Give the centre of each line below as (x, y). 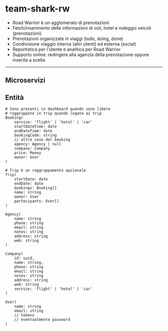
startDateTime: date (35, 127)
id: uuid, (24, 258)
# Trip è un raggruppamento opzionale (45, 171)
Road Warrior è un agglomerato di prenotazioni (61, 23)
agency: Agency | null (38, 144)
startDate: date (31, 179)
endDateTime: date (33, 131)
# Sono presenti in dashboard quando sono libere (58, 109)
